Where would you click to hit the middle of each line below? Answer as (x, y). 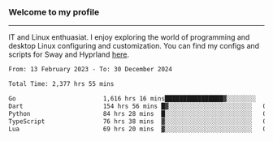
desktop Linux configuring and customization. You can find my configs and (134, 46)
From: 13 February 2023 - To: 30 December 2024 (91, 70)
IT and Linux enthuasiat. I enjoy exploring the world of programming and (129, 37)
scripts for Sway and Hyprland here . (69, 54)
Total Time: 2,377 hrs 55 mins (61, 84)
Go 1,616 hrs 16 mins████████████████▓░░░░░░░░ (132, 99)
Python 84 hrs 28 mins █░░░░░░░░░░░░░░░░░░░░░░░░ (130, 113)
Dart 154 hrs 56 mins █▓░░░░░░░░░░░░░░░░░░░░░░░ (130, 106)
